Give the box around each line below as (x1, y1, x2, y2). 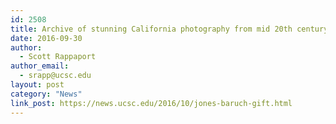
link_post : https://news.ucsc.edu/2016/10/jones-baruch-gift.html (10, 98, 293, 108)
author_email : (10, 61, 70, 71)
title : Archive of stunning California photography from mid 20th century (10, 24, 329, 34)
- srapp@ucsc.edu (19, 71, 92, 81)
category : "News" (10, 89, 83, 99)
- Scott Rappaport (19, 52, 97, 62)
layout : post (10, 80, 65, 90)
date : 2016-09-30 (10, 33, 83, 43)
